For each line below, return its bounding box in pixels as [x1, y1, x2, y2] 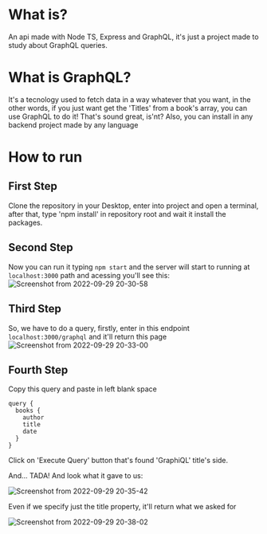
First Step [8, 179, 57, 193]
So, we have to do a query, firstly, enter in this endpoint [8, 323, 190, 332]
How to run [8, 148, 83, 167]
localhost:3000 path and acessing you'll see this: [8, 270, 170, 280]
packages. [8, 218, 43, 227]
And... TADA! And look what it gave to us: [8, 471, 143, 481]
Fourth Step [8, 363, 69, 376]
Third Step [8, 302, 62, 316]
